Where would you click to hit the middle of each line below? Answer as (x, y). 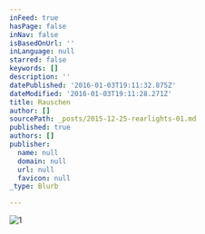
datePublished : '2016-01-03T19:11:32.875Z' (93, 85)
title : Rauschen (40, 102)
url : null (36, 170)
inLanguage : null (42, 52)
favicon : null (44, 178)
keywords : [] (34, 69)
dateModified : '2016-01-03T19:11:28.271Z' (91, 93)
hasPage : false (38, 26)
